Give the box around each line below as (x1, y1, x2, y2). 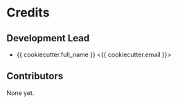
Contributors (6, 70, 64, 82)
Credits (6, 5, 50, 21)
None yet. (6, 88, 35, 97)
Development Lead (6, 32, 90, 44)
